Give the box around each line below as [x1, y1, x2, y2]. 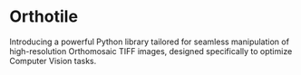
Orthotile [9, 6, 79, 27]
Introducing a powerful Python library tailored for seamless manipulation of [9, 36, 290, 47]
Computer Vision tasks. [9, 55, 97, 66]
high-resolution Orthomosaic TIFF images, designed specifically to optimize [9, 45, 293, 56]
